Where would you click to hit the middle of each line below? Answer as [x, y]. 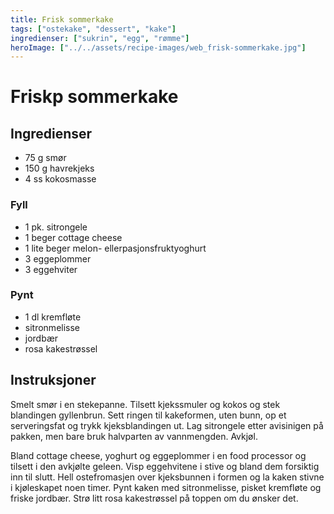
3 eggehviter [51, 269]
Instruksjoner [53, 380]
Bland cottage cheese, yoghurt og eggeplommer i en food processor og [158, 455]
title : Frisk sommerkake [62, 19]
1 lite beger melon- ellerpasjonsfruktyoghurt [115, 248]
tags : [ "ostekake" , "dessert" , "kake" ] [93, 29]
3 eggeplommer [58, 258]
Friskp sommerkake [94, 97]
